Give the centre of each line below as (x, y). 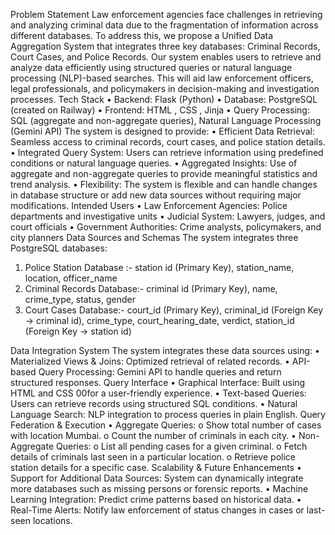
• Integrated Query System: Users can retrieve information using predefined (167, 152)
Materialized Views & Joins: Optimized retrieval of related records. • (150, 361)
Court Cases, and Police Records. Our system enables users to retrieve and (166, 57)
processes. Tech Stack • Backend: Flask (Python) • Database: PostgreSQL (164, 99)
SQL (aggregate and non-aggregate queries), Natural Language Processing (166, 120)
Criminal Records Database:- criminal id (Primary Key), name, (151, 288)
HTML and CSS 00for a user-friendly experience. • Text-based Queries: (158, 393)
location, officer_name (71, 278)
